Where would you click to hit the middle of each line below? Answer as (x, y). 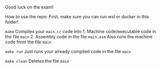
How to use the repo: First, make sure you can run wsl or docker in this (77, 17)
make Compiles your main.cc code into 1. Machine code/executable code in (81, 31)
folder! (12, 22)
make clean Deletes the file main (37, 61)
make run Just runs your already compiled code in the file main (68, 51)
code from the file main (28, 42)
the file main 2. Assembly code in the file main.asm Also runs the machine (79, 37)
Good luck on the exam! (29, 7)
